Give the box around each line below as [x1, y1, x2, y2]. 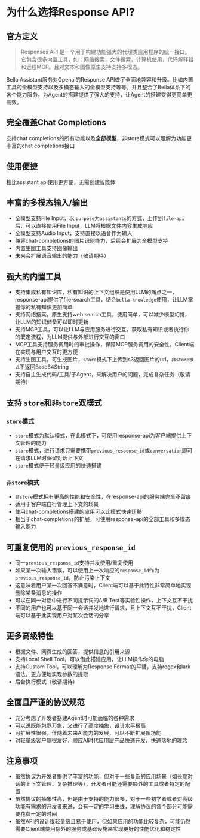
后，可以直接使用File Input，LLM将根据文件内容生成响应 [14, 222, 153, 230]
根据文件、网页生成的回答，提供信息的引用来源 [14, 648, 130, 655]
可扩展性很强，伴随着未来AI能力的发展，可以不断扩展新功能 [14, 729, 162, 736]
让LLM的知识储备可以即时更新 [14, 318, 89, 325]
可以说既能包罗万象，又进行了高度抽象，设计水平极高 [14, 722, 146, 729]
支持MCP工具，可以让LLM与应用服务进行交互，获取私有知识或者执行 [14, 326, 184, 333]
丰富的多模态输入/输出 [6, 198, 88, 208]
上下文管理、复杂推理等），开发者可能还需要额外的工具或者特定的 [25, 780, 185, 788]
